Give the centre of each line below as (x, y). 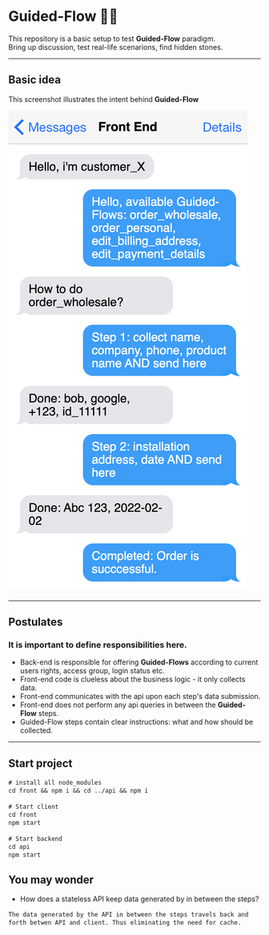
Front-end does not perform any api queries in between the (118, 705)
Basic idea (35, 80)
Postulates (36, 622)
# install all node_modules (55, 783)
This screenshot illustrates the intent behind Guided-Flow (104, 99)
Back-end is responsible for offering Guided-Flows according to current (139, 662)
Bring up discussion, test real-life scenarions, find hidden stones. (116, 47)
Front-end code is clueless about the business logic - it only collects (132, 679)
